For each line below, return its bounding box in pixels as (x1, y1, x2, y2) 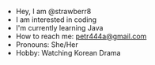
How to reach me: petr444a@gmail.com (15, 31, 147, 41)
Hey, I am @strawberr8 (15, 7, 92, 16)
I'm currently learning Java (15, 23, 104, 32)
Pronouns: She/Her (15, 40, 79, 49)
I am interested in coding (15, 15, 97, 24)
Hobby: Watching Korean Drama (15, 49, 121, 57)
